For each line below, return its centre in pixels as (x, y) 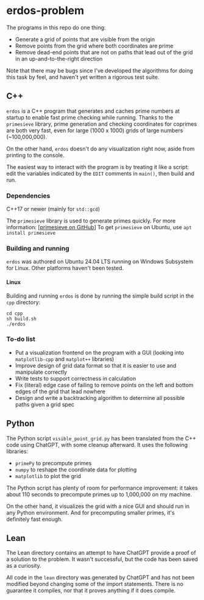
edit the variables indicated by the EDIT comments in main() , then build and (100, 173)
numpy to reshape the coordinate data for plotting (76, 470)
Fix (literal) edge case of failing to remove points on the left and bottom (104, 385)
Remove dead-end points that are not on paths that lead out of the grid (104, 52)
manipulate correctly (41, 372)
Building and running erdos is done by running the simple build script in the (100, 296)
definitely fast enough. (34, 519)
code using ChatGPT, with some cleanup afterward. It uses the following (97, 445)
